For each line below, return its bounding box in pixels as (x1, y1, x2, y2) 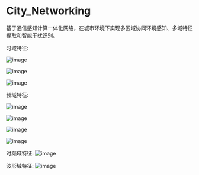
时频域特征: (6, 150, 34, 157)
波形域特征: (6, 162, 34, 169)
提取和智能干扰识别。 (6, 31, 58, 39)
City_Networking (6, 4, 91, 18)
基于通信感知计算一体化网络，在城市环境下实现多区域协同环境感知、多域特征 (6, 24, 193, 31)
